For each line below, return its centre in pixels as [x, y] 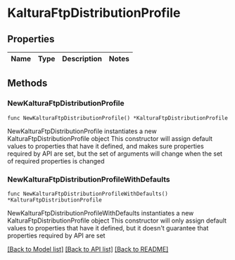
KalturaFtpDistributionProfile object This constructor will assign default [110, 138]
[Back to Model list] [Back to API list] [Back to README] [88, 249]
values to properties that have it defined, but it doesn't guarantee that [108, 228]
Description [82, 59]
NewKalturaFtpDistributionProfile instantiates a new [82, 131]
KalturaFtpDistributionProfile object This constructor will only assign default [117, 221]
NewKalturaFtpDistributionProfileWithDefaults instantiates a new [101, 213]
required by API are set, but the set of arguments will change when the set [115, 154]
